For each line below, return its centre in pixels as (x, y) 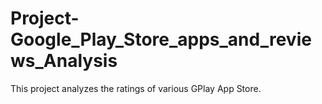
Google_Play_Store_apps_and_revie (161, 39)
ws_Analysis (64, 61)
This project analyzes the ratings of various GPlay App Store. (136, 88)
